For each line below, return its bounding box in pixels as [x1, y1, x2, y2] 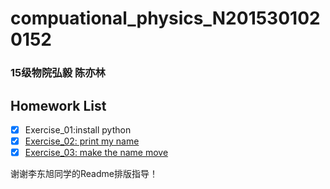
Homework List [10, 97, 107, 114]
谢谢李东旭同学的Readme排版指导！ [10, 168, 158, 180]
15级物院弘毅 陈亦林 [10, 66, 106, 80]
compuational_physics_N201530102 [10, 7, 321, 30]
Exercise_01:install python [24, 123, 132, 136]
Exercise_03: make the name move [24, 147, 169, 159]
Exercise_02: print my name [24, 135, 140, 147]
